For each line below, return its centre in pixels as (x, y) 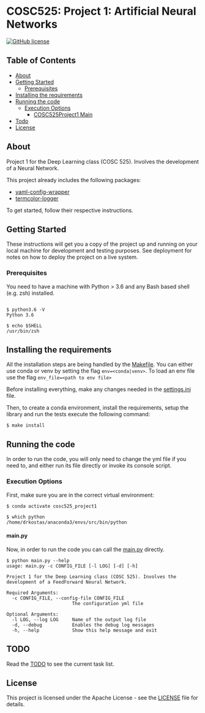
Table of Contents (41, 60)
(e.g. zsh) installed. (31, 293)
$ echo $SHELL (24, 326)
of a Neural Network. (33, 168)
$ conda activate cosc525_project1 (52, 506)
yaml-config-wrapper (42, 192)
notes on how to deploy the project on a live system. (72, 257)
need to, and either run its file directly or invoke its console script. (89, 466)
